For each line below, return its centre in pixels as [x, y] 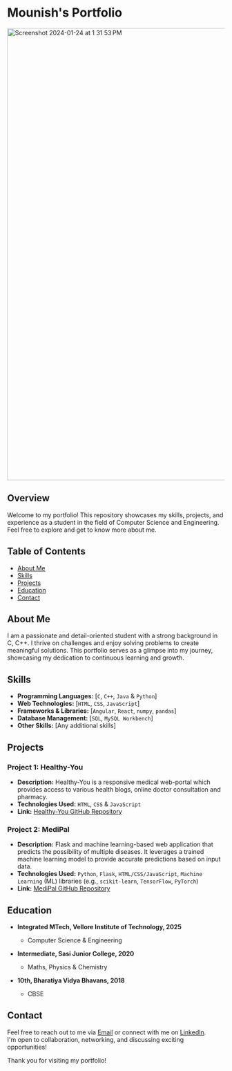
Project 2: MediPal [39, 829]
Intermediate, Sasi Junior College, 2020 [76, 953]
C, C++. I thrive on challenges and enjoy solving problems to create [103, 643]
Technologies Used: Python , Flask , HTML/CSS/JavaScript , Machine [109, 874]
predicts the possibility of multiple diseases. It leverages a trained [110, 852]
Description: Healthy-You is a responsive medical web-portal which [114, 782]
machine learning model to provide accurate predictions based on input [119, 859]
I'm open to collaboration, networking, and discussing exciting [96, 1039]
